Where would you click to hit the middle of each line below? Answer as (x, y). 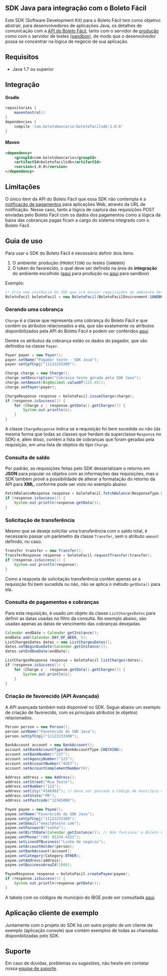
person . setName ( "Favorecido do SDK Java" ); (51, 731)
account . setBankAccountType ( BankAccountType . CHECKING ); (64, 750)
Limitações (23, 187)
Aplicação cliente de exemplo (52, 913)
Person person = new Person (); (38, 727)
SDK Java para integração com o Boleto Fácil (76, 8)
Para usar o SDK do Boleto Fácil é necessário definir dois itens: (70, 253)
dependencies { (21, 122)
